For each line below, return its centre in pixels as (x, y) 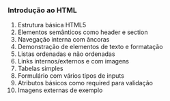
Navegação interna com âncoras (63, 40)
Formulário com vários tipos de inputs (71, 76)
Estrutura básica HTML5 (52, 25)
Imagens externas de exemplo (60, 90)
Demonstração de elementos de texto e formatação (90, 47)
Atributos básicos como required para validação (85, 83)
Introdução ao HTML (42, 10)
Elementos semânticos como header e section (83, 32)
